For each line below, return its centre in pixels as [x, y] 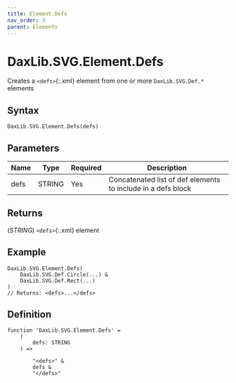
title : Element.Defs [38, 14]
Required [86, 168]
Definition [29, 314]
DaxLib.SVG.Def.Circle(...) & [64, 274]
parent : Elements [33, 27]
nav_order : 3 [26, 20]
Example [27, 252]
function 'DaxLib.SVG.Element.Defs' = [64, 330]
